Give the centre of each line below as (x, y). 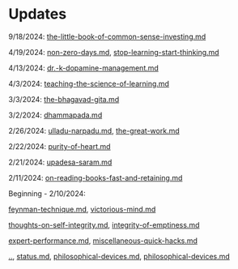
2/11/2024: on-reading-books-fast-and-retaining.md (96, 177)
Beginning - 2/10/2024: (47, 193)
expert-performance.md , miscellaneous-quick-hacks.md (103, 241)
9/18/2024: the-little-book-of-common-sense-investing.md (107, 36)
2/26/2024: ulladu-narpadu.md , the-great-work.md (94, 130)
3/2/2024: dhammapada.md (55, 115)
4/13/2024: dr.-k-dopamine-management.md (84, 68)
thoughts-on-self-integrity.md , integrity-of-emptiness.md (104, 224)
